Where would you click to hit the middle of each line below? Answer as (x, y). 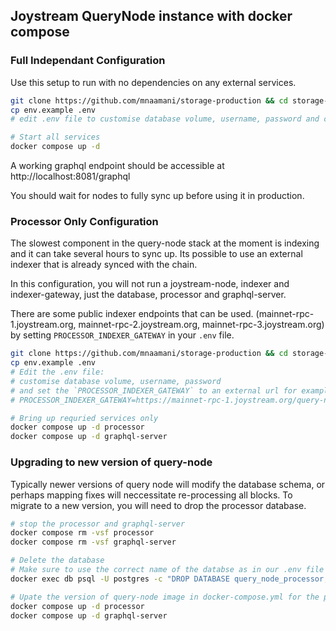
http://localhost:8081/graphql (70, 176)
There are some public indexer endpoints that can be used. (132, 314)
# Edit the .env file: (57, 372)
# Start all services (55, 137)
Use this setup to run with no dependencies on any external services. (153, 82)
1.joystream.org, (43, 325)
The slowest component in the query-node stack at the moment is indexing (165, 243)
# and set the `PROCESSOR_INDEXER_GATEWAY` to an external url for (154, 390)
